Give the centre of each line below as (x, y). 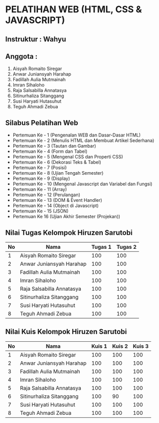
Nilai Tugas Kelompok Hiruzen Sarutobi (69, 233)
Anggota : (21, 56)
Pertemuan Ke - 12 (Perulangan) (47, 195)
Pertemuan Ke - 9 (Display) (41, 179)
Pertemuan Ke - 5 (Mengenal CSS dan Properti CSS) (68, 157)
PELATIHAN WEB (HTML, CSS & (74, 9)
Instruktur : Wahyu (36, 39)
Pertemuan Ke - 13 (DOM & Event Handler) (57, 200)
